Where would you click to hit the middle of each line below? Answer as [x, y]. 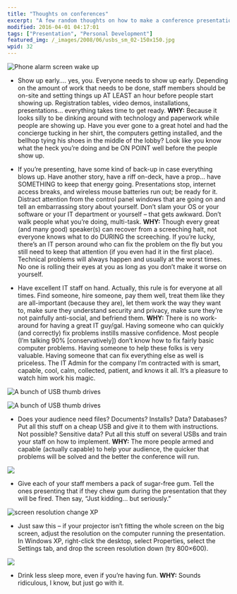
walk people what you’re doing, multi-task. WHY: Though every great [119, 222]
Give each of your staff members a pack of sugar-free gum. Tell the [116, 483]
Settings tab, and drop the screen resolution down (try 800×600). [113, 548]
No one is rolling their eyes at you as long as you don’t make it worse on [122, 267]
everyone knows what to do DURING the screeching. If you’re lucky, [116, 237]
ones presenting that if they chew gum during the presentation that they [122, 491]
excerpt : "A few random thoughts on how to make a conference [101, 20]
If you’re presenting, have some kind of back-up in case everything [115, 169]
